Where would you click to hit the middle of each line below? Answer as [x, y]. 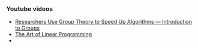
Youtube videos [29, 9]
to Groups [27, 28]
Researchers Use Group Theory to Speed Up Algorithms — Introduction [103, 22]
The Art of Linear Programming [53, 34]
